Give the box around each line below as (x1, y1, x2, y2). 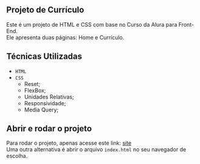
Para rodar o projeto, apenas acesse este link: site (6, 139, 132, 147)
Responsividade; (24, 99, 66, 107)
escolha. (6, 153, 28, 160)
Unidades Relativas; (24, 93, 74, 100)
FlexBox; (24, 87, 46, 94)
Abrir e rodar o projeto (6, 123, 92, 134)
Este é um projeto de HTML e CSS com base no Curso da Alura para (6, 21, 178, 28)
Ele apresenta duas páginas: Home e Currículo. (6, 33, 125, 41)
